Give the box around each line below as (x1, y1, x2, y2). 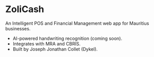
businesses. (5, 25, 31, 31)
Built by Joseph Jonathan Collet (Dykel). (12, 46, 98, 52)
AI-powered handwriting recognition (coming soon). (12, 35, 123, 41)
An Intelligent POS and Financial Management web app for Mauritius (5, 20, 149, 26)
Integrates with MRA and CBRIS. (12, 40, 81, 46)
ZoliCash (5, 4, 45, 15)
